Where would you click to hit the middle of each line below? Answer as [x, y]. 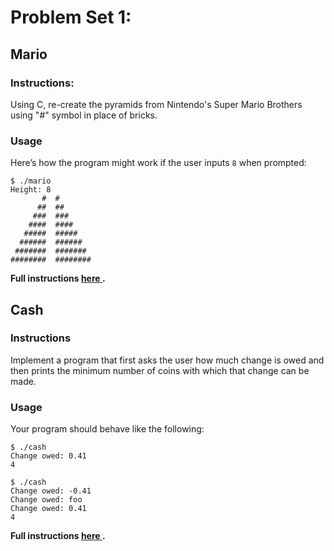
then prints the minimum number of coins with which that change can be [160, 370]
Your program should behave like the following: [107, 429]
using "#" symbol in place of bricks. [84, 115]
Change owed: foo [46, 500]
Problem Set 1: [71, 17]
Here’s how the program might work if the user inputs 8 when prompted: [158, 163]
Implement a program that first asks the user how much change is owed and [167, 360]
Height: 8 [31, 190]
